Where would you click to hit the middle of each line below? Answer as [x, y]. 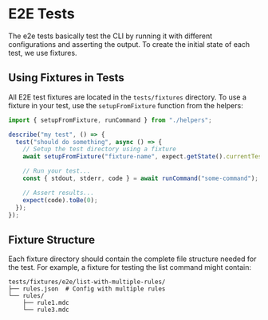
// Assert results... [58, 193]
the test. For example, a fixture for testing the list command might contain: [130, 267]
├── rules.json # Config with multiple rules [87, 289]
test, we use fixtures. [43, 53]
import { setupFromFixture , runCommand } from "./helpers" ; [110, 120]
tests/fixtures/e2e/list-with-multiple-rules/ [87, 282]
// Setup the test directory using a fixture [100, 149]
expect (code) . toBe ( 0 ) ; [60, 200]
